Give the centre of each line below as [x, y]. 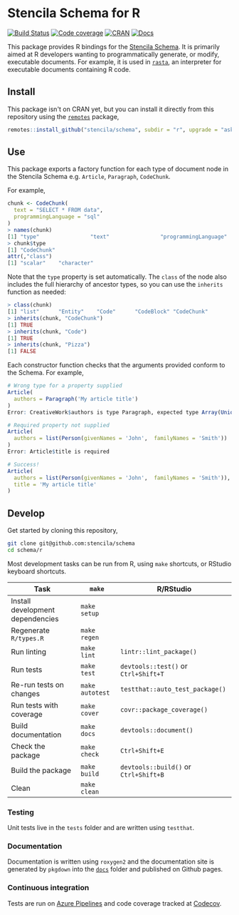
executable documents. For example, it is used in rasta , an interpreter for [115, 61]
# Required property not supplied [59, 425]
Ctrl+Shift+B [143, 775]
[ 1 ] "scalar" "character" [51, 263]
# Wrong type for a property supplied [65, 386]
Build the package [41, 770]
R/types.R [27, 638]
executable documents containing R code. [69, 69]
